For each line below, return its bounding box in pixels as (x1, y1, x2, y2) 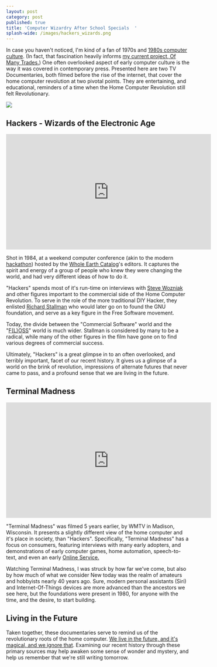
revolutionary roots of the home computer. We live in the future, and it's (6, 635, 178, 642)
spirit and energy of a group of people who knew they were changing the (6, 266, 182, 273)
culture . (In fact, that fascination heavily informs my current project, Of (6, 53, 177, 60)
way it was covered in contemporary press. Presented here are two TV (6, 65, 177, 72)
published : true (6, 19, 46, 25)
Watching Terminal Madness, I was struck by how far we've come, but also (6, 565, 187, 572)
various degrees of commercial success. (6, 339, 104, 346)
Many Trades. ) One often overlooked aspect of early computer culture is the (6, 59, 190, 66)
